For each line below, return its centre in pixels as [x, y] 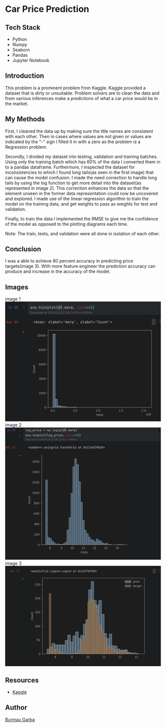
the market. [17, 104]
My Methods [25, 119]
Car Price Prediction [47, 9]
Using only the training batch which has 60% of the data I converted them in [83, 161]
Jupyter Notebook [31, 60]
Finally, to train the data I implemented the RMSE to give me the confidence [82, 218]
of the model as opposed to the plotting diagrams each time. [67, 224]
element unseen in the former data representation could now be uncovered [82, 193]
